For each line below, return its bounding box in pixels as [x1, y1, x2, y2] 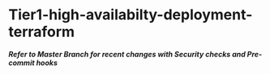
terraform [8, 23, 75, 41]
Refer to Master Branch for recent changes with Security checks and [8, 49, 246, 59]
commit [8, 58, 35, 68]
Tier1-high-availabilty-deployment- [8, 6, 253, 24]
